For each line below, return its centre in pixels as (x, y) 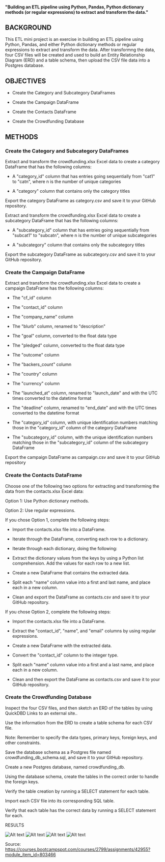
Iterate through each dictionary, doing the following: (65, 548)
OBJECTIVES (26, 81)
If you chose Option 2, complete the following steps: (58, 612)
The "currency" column (36, 384)
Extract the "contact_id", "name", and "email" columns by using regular (84, 631)
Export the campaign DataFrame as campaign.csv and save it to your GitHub (82, 457)
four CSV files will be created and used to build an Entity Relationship (75, 55)
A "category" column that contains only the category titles (71, 191)
